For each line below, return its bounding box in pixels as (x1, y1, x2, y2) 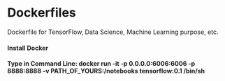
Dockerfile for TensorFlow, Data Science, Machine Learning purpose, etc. (7, 28, 219, 36)
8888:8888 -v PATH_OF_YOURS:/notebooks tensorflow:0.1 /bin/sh (7, 67, 205, 75)
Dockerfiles (7, 5, 77, 21)
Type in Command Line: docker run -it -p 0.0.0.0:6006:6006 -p (7, 60, 196, 68)
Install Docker (7, 44, 49, 52)
